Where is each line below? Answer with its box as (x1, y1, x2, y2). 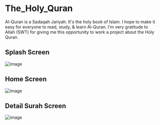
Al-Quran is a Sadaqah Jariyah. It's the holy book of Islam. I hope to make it (5, 19, 156, 25)
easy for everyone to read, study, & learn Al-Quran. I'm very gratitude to (5, 24, 148, 29)
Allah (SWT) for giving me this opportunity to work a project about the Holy (5, 29, 155, 35)
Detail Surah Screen (5, 102, 66, 110)
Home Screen (5, 75, 47, 83)
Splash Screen (5, 48, 50, 56)
